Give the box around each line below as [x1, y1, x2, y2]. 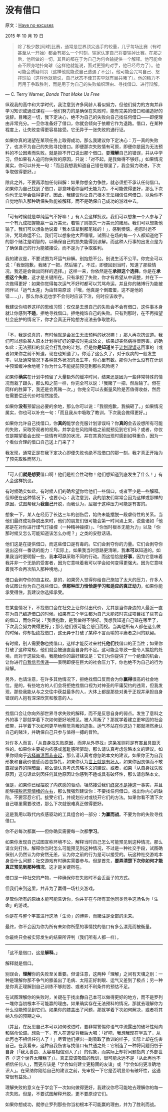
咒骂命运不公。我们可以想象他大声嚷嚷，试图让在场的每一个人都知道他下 [13, 232, 163, 238]
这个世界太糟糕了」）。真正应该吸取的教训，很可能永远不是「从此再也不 [15, 1055, 161, 1061]
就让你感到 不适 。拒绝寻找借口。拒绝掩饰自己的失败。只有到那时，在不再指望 [5, 310, 163, 316]
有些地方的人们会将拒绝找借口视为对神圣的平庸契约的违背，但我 [26, 682, 158, 688]
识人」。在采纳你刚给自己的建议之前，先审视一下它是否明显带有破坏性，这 [5, 1067, 156, 1073]
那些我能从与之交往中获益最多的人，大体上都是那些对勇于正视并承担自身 [13, 688, 163, 694]
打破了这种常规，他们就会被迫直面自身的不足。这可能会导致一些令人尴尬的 [5, 646, 158, 652]
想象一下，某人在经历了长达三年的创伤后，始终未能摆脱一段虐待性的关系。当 [5, 511, 163, 517]
